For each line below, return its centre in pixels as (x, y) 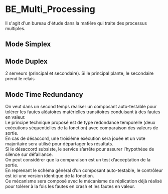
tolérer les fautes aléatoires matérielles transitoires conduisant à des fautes (83, 112)
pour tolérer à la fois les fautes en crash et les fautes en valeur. (70, 186)
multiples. (15, 28)
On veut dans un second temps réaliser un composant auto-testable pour (81, 106)
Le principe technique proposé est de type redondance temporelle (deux (80, 122)
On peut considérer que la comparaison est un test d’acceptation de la (78, 159)
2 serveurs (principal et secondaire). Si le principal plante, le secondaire (79, 73)
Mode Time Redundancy (44, 94)
